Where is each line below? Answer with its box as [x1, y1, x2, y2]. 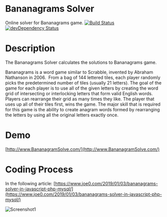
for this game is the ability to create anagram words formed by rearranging [5, 106, 160, 112]
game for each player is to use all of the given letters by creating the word [5, 85, 158, 91]
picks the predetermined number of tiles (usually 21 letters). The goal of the [5, 80, 162, 86]
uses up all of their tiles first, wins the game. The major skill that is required [5, 101, 161, 107]
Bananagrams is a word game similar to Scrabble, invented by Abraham [5, 69, 153, 75]
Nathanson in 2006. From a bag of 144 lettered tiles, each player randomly [5, 74, 161, 81]
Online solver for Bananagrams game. [5, 20, 84, 26]
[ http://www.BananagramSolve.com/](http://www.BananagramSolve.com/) [5, 146, 160, 152]
